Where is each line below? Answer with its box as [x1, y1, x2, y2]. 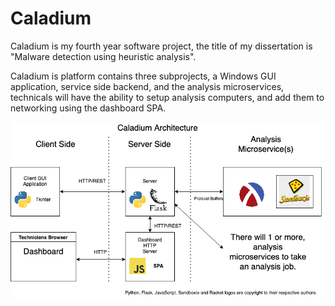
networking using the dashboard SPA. [10, 102, 167, 114]
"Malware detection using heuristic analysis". [10, 50, 197, 62]
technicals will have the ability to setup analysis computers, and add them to [10, 91, 325, 103]
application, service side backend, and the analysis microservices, [10, 80, 285, 92]
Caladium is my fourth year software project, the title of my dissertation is [10, 40, 313, 52]
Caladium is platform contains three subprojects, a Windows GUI [10, 70, 277, 82]
